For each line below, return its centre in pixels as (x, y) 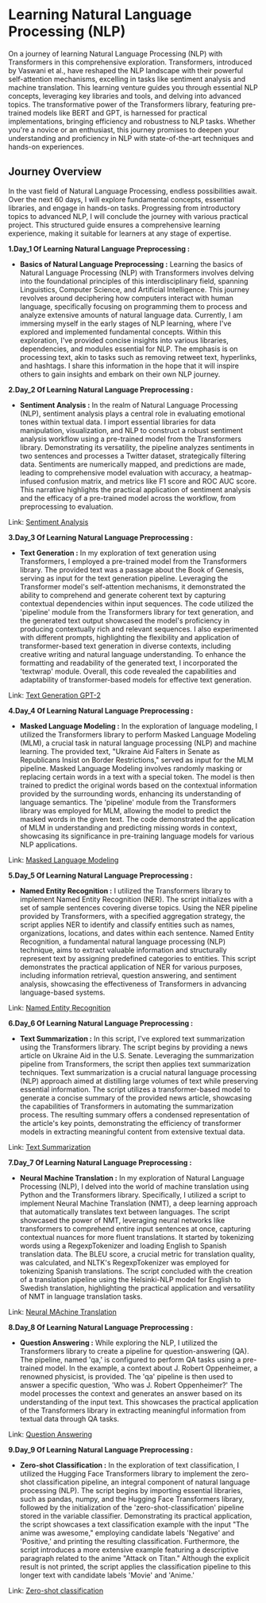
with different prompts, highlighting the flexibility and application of (129, 637)
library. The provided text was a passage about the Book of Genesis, (132, 569)
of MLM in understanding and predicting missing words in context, (128, 827)
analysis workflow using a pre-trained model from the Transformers (131, 439)
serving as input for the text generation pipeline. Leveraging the (124, 578)
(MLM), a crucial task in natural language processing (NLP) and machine (138, 743)
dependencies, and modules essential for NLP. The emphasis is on (129, 349)
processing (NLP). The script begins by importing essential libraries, (131, 1490)
